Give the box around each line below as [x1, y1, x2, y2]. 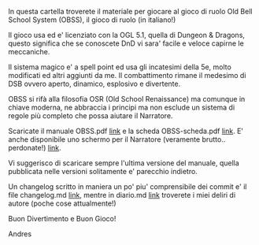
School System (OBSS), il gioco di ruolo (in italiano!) [8, 15, 176, 24]
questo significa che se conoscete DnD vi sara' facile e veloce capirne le [8, 39, 244, 48]
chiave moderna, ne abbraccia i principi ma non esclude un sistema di [8, 102, 235, 112]
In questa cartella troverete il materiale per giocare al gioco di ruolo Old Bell [8, 7, 253, 16]
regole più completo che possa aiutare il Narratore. [8, 111, 173, 121]
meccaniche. [8, 47, 50, 56]
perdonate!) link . [8, 143, 61, 152]
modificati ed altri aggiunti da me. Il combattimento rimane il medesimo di [8, 71, 246, 80]
